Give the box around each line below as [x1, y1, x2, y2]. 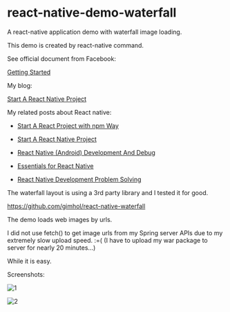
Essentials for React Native [17, 161, 94, 170]
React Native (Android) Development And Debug [17, 148, 155, 156]
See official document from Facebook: [7, 54, 116, 63]
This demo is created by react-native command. [7, 41, 144, 49]
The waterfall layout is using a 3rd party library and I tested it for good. [7, 188, 209, 196]
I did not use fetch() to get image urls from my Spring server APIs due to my [7, 228, 223, 237]
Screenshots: [7, 270, 45, 278]
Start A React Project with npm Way [17, 121, 119, 129]
